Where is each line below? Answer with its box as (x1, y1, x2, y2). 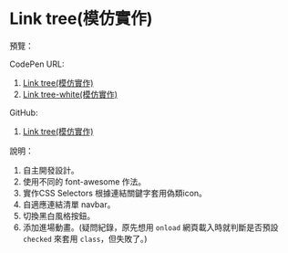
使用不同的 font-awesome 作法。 (22, 175, 147, 187)
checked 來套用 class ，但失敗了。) (22, 233, 148, 244)
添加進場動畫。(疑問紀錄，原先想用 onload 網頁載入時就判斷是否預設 (22, 221, 279, 233)
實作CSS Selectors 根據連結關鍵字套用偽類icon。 (22, 187, 208, 198)
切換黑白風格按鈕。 (22, 210, 96, 221)
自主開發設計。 (22, 164, 79, 175)
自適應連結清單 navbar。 (22, 198, 116, 210)
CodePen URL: (9, 58, 65, 69)
